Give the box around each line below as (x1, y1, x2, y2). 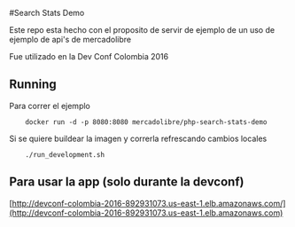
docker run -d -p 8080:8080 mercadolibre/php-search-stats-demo (25, 117, 268, 127)
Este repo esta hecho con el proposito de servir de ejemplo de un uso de (9, 25, 276, 35)
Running (9, 77, 58, 92)
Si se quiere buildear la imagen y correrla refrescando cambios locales (9, 133, 268, 144)
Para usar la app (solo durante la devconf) (9, 175, 245, 190)
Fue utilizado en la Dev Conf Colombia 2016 (9, 51, 169, 61)
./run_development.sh (25, 150, 105, 159)
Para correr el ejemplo (9, 100, 90, 111)
